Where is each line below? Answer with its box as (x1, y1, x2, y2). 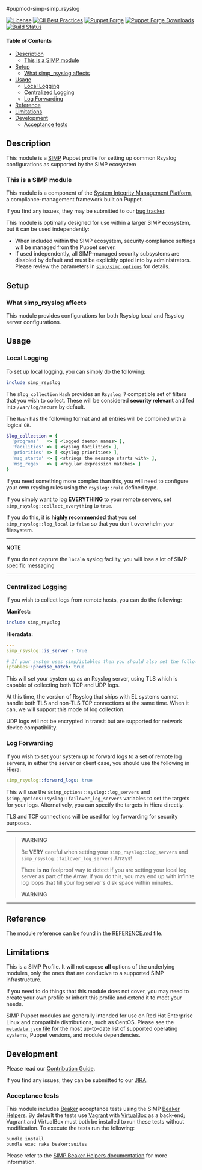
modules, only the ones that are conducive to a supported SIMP (6, 970, 164, 977)
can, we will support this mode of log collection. (6, 706, 125, 713)
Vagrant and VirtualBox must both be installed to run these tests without (6, 1118, 185, 1125)
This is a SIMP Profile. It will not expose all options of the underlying (6, 963, 175, 970)
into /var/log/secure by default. (6, 403, 85, 410)
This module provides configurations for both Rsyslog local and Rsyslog (6, 312, 185, 319)
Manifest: (6, 608, 31, 615)
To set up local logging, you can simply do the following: (6, 368, 146, 375)
